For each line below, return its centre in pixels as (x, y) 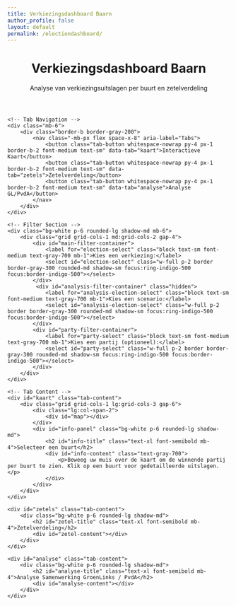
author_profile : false (41, 21)
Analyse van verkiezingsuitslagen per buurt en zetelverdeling (119, 88)
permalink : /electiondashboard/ (55, 34)
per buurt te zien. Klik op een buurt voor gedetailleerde (96, 466)
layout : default (31, 27)
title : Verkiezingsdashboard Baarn (60, 14)
